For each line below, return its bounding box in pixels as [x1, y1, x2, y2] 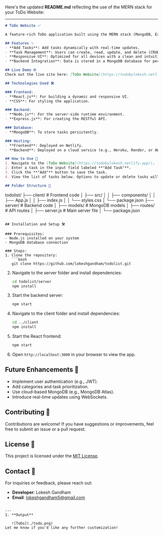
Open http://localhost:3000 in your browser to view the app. [12, 351, 136, 357]
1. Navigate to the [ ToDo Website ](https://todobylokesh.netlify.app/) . [5, 161, 155, 166]
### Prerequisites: [5, 231, 45, 236]
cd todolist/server [12, 279, 52, 284]
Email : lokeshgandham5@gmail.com [12, 495, 85, 500]
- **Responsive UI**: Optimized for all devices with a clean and [5, 54, 142, 59]
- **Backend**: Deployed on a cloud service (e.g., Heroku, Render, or [5, 148, 153, 153]
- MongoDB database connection [5, 240, 68, 245]
